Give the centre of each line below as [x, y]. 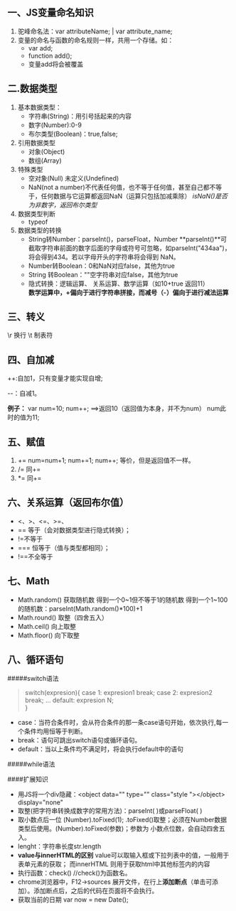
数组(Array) [45, 160]
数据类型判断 [36, 214]
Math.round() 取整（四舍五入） [63, 618]
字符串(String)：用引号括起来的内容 [80, 116]
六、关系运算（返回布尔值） [68, 503]
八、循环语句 [36, 660]
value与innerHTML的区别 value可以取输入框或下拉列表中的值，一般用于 [123, 855]
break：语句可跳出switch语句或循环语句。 [79, 740]
